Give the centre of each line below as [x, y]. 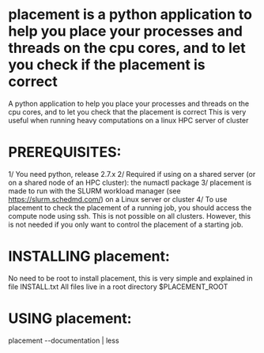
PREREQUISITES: [65, 152]
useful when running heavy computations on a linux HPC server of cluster [128, 120]
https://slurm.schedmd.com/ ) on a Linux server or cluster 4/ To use [118, 199]
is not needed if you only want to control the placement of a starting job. [126, 224]
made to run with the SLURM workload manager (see [94, 190]
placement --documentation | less [64, 340]
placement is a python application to [130, 15]
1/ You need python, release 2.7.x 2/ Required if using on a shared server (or [132, 174]
